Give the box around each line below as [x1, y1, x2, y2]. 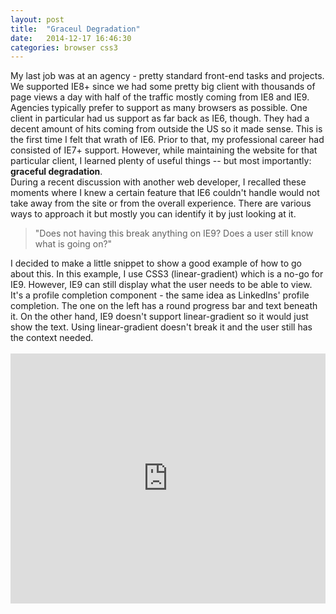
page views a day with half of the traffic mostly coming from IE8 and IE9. [10, 91, 310, 103]
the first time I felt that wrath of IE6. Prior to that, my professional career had [10, 134, 325, 146]
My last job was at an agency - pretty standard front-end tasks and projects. [10, 70, 325, 82]
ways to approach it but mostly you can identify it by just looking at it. [10, 208, 297, 220]
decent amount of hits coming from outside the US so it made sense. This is [10, 123, 323, 135]
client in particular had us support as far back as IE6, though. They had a [10, 112, 310, 125]
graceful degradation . [10, 166, 103, 178]
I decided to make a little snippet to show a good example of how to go [10, 257, 302, 270]
